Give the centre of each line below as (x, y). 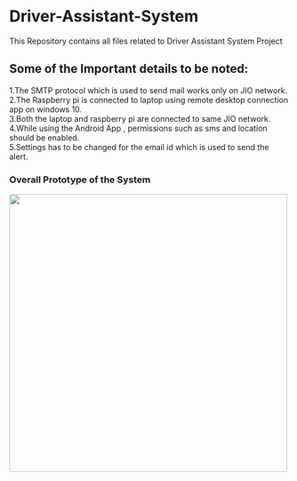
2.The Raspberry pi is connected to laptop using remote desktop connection (149, 100)
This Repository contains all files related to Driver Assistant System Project (146, 41)
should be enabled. (44, 137)
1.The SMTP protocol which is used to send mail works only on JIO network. (148, 90)
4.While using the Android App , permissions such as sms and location (139, 128)
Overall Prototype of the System (80, 180)
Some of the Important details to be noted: (129, 69)
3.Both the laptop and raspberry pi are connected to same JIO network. (140, 118)
